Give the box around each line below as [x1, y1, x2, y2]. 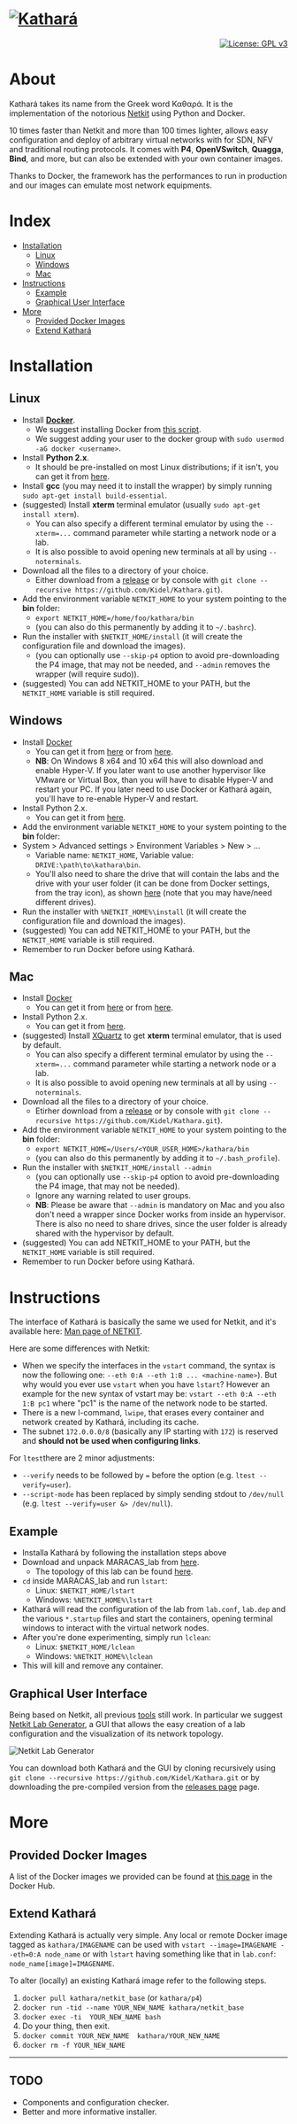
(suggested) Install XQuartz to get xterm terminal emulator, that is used [21, 1030, 282, 1041]
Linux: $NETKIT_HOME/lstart [34, 1585, 135, 1596]
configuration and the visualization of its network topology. [9, 1728, 224, 1739]
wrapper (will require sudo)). [34, 669, 140, 679]
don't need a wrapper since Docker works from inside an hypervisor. [34, 1209, 286, 1220]
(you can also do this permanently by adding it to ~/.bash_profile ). [34, 1152, 280, 1164]
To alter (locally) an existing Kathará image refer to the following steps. [9, 1975, 267, 1986]
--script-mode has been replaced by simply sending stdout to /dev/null [21, 1489, 285, 1500]
